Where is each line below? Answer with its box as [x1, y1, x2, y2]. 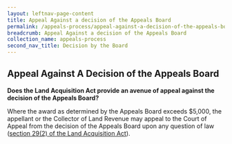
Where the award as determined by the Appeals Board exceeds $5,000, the [7, 107, 222, 115]
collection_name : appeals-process [7, 36, 107, 43]
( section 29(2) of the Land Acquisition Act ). [7, 129, 130, 137]
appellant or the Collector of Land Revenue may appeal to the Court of [7, 114, 207, 123]
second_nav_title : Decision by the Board [7, 42, 128, 49]
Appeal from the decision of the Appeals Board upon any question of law [7, 122, 215, 130]
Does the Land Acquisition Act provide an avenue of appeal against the [7, 86, 215, 94]
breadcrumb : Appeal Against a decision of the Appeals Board [7, 29, 187, 37]
